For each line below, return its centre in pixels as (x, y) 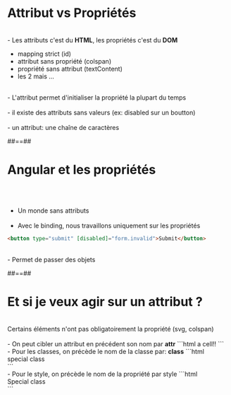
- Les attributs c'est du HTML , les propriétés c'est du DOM (93, 40)
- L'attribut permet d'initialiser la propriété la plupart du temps (97, 98)
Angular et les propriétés (82, 170)
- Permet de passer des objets (51, 259)
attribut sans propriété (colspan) (64, 61)
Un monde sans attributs (53, 211)
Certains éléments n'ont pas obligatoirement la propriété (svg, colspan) (111, 329)
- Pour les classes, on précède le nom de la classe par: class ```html (106, 351)
